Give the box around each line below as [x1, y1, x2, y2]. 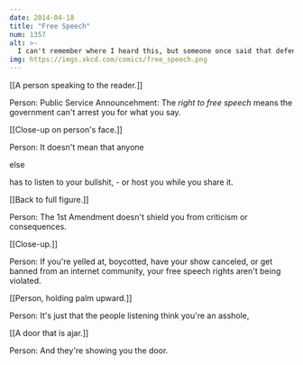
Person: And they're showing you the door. [9, 345, 169, 356]
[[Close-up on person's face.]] [9, 124, 124, 135]
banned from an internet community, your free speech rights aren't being [9, 266, 281, 276]
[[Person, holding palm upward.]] [9, 293, 133, 303]
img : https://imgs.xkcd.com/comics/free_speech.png [9, 55, 207, 64]
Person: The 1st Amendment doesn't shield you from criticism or [9, 212, 248, 222]
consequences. [9, 222, 68, 232]
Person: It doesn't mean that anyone [9, 141, 144, 152]
